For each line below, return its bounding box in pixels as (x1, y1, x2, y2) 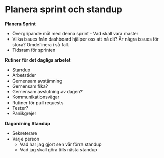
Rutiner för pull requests (12, 99, 64, 106)
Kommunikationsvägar (12, 94, 60, 100)
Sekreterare (12, 130, 37, 136)
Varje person (12, 135, 39, 142)
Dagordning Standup (5, 120, 50, 126)
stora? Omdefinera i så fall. (12, 41, 70, 47)
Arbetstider (12, 72, 36, 78)
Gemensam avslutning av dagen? (12, 88, 83, 94)
